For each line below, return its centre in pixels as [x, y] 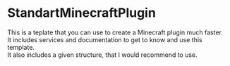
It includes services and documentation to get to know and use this [105, 39]
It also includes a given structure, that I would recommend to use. [102, 55]
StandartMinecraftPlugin [82, 13]
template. [21, 47]
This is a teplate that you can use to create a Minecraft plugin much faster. [115, 32]
